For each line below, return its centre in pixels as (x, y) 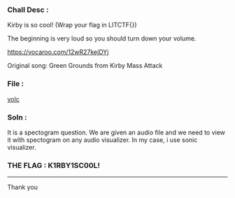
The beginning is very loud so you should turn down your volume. (102, 38)
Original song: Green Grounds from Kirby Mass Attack (85, 66)
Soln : (17, 117)
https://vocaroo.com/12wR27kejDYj (58, 52)
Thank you (23, 188)
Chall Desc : (28, 10)
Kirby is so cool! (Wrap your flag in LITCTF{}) (72, 25)
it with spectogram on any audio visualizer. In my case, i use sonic (102, 140)
